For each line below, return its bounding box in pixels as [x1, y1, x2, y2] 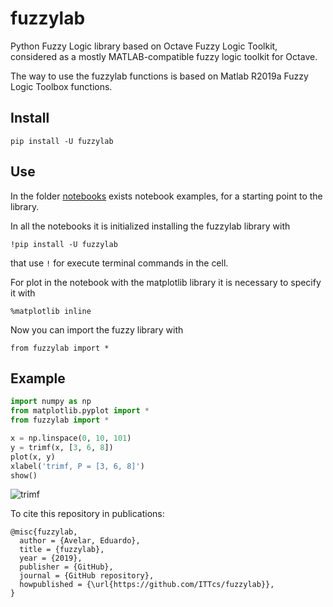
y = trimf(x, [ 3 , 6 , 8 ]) [10, 442, 114, 452]
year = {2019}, [19, 553, 83, 564]
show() [10, 470, 38, 481]
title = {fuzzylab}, [19, 545, 105, 555]
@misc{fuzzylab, [10, 527, 78, 537]
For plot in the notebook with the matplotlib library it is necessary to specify [10, 276, 322, 288]
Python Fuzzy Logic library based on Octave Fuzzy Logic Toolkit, [10, 40, 278, 52]
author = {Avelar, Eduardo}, [19, 536, 141, 546]
